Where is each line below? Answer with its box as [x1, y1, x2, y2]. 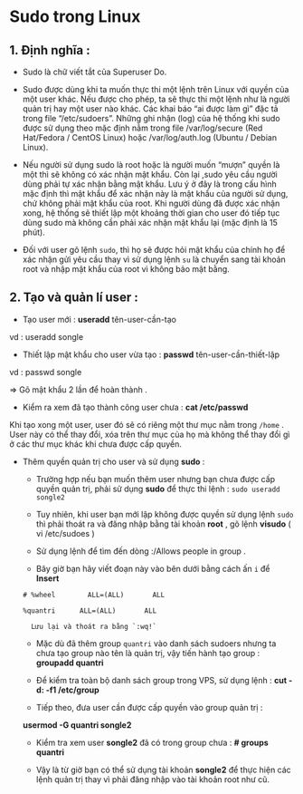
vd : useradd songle [9, 331, 84, 342]
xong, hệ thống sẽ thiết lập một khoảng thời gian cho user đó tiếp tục [22, 208, 280, 218]
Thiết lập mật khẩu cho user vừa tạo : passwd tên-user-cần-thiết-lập [22, 349, 280, 360]
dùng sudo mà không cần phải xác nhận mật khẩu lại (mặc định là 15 [22, 218, 279, 228]
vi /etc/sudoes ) [35, 528, 95, 538]
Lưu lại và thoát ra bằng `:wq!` [31, 622, 157, 631]
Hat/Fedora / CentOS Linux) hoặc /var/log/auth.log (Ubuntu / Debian [22, 132, 278, 142]
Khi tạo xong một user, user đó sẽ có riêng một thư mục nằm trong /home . [9, 419, 285, 430]
